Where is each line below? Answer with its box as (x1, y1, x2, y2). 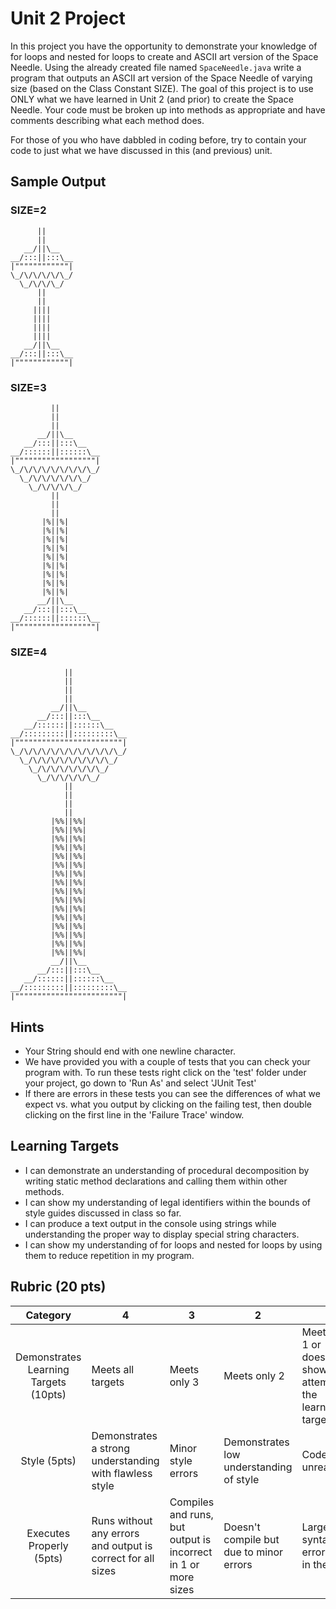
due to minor (223, 1545, 284, 1559)
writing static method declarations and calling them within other (24, 1175, 288, 1187)
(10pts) (30, 1387, 67, 1401)
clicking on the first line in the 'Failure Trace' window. (24, 1109, 245, 1121)
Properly (28, 1538, 69, 1552)
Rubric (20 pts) (10, 1278, 107, 1296)
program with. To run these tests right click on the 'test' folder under (24, 1067, 307, 1079)
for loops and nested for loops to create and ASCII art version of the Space (10, 50, 319, 62)
